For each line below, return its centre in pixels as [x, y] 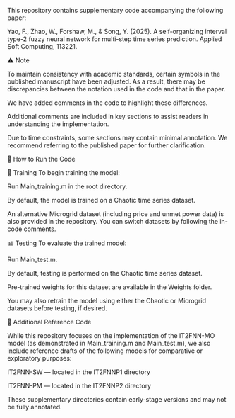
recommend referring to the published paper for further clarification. [107, 145]
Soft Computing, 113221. [42, 46]
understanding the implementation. [58, 124]
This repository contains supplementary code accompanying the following [115, 10]
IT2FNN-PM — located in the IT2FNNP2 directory [79, 386]
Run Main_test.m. [32, 259]
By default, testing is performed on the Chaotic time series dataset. [105, 273]
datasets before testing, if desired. [57, 308]
